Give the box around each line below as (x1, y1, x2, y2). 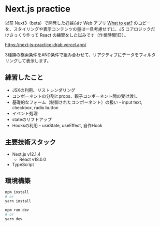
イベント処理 (12, 110, 38, 116)
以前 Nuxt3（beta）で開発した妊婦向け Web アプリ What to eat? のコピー (5, 20, 151, 26)
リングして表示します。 (5, 58, 52, 63)
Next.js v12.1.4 (12, 151, 41, 157)
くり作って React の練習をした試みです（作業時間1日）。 (17, 32, 129, 38)
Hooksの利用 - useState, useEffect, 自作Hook (12, 122, 102, 128)
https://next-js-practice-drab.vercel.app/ (5, 42, 87, 47)
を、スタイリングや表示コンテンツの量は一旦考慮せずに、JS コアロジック (5, 26, 151, 32)
